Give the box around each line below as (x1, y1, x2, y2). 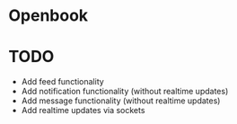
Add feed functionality (21, 76, 104, 87)
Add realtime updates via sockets (21, 105, 145, 116)
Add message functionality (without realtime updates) (21, 95, 221, 106)
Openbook (8, 5, 89, 26)
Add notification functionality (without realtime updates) (21, 86, 229, 97)
